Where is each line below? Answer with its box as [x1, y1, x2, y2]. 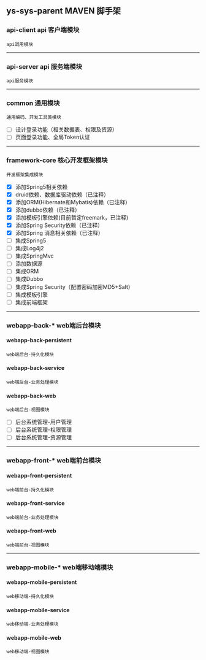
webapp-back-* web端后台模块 [6, 321, 101, 329]
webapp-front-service [6, 499, 65, 507]
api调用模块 [6, 41, 34, 47]
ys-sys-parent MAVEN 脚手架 [6, 6, 121, 17]
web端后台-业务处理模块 [6, 379, 59, 385]
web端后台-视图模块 [6, 407, 50, 413]
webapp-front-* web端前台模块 [6, 456, 101, 465]
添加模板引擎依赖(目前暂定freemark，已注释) [15, 213, 129, 221]
